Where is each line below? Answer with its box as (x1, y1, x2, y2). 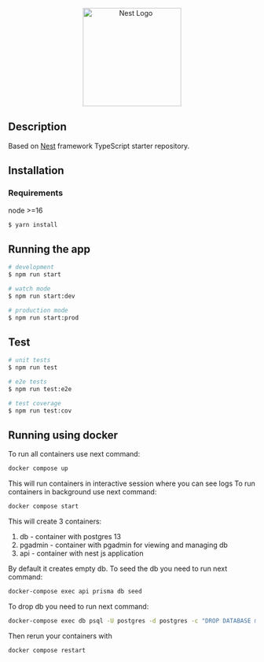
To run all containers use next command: (8, 449, 141, 459)
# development (8, 264, 55, 272)
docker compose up (8, 464, 68, 472)
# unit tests (8, 357, 51, 364)
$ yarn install (8, 220, 58, 228)
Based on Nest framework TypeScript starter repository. (8, 141, 190, 150)
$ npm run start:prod (8, 313, 79, 322)
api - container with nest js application (19, 549, 144, 558)
